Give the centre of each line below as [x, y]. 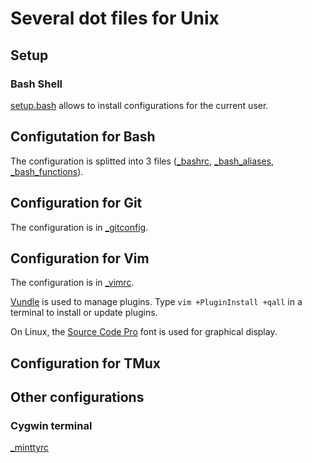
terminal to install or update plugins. [84, 313]
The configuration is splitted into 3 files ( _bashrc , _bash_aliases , [142, 161]
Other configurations [77, 397]
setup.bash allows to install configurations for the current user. [139, 105]
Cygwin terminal [51, 426]
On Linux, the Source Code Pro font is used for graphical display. [144, 332]
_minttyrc [30, 448]
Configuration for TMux [85, 363]
